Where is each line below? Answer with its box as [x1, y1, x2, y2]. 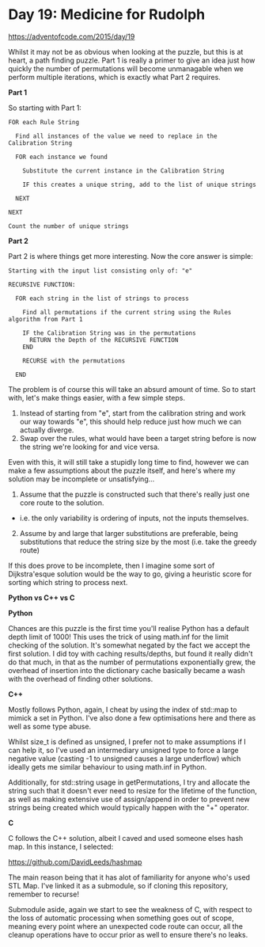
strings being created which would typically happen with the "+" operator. [8, 802, 249, 812]
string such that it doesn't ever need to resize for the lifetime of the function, [8, 785, 257, 795]
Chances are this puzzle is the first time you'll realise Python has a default [8, 623, 249, 633]
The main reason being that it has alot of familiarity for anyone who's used [8, 873, 251, 882]
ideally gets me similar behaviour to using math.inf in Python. [8, 762, 207, 771]
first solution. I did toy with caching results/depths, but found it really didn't [8, 648, 253, 658]
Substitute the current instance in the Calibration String [22, 166, 225, 175]
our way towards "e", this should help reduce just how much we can [19, 416, 242, 426]
